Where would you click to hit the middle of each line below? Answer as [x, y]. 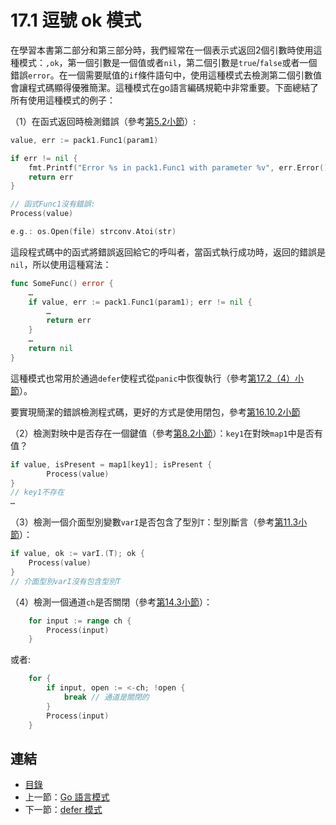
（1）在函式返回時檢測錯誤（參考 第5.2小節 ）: [103, 121]
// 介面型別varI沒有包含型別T [66, 581]
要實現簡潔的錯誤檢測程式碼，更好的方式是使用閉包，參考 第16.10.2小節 [155, 412]
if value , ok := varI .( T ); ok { [77, 554]
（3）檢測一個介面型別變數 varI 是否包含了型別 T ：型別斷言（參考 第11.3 [154, 522]
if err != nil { [44, 158]
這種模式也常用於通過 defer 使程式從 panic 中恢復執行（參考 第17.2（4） [153, 378]
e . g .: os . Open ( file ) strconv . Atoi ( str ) [93, 232]
